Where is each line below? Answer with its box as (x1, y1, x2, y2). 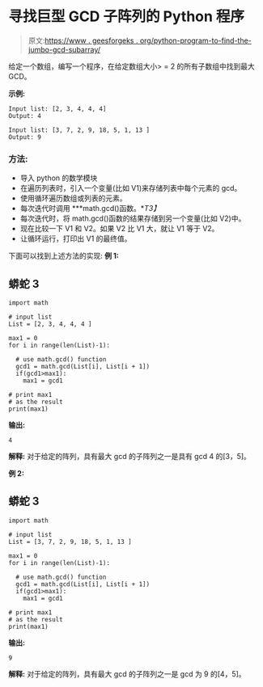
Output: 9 (8, 133, 42, 141)
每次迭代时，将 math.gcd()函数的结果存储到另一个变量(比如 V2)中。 (19, 213, 246, 223)
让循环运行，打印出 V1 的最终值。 (19, 234, 132, 243)
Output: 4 (8, 112, 42, 120)
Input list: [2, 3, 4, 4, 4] (8, 104, 107, 113)
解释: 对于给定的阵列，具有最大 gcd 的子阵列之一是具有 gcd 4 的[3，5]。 (8, 452, 251, 462)
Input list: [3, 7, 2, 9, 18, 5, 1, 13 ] (8, 126, 151, 134)
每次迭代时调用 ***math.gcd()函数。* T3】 (19, 204, 160, 213)
